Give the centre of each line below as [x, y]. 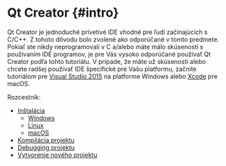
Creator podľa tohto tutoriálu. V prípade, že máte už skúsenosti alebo [107, 61]
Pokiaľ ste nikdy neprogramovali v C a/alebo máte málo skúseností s [105, 47]
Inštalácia [31, 110]
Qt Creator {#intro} [63, 13]
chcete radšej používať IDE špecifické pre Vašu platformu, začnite [102, 69]
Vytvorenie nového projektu [57, 155]
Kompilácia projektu [46, 140]
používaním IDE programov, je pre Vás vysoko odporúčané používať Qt [109, 54]
